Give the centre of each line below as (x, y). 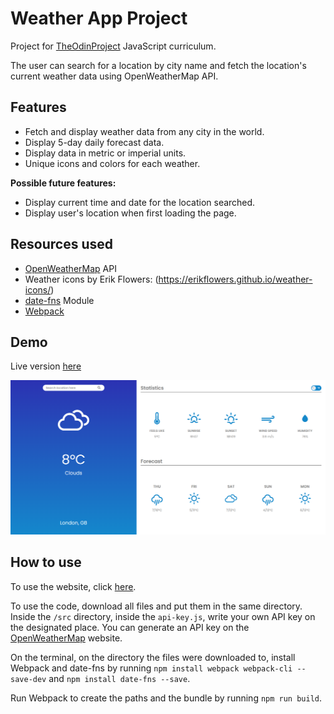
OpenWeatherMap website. (66, 638)
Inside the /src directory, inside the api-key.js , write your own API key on (163, 616)
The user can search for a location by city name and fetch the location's (158, 65)
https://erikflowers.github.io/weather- (235, 279)
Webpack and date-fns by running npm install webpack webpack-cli (151, 668)
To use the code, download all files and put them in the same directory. (156, 606)
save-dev (28, 679)
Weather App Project (99, 18)
